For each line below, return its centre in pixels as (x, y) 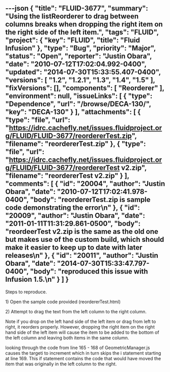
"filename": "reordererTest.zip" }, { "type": (76, 144)
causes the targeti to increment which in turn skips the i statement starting (83, 353)
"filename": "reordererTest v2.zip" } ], (67, 176)
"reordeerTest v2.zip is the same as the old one (82, 232)
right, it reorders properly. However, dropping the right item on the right (80, 327)
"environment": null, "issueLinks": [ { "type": (79, 96)
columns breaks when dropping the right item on (84, 24)
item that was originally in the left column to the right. (61, 364)
